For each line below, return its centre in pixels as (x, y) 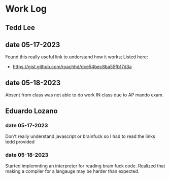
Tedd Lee (20, 28)
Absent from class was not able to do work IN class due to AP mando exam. (84, 95)
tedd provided (20, 141)
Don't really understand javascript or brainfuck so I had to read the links (80, 136)
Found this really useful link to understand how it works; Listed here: (77, 57)
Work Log (26, 9)
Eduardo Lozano (31, 111)
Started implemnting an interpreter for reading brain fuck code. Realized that (85, 166)
